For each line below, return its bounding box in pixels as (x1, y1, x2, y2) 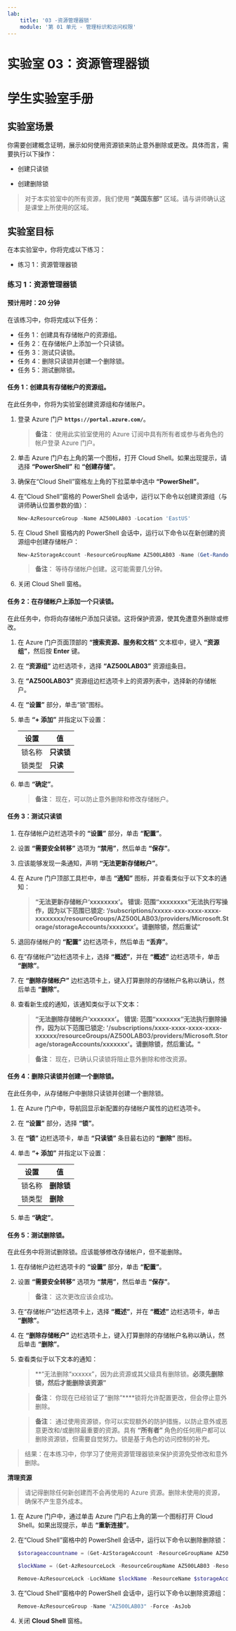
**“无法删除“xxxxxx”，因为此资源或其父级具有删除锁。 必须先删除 (34, 1370, 223, 1378)
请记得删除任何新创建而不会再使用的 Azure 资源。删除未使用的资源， (24, 1488, 224, 1497)
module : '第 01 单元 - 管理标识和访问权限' (20, 23, 137, 30)
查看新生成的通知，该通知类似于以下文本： (17, 999, 141, 1008)
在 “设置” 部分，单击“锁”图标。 (17, 700, 107, 708)
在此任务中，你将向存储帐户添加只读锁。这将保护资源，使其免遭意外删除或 (7, 614, 223, 623)
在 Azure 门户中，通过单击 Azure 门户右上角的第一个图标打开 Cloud (17, 1512, 214, 1521)
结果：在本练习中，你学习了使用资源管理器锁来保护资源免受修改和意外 (24, 1450, 228, 1458)
